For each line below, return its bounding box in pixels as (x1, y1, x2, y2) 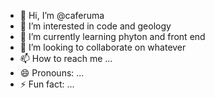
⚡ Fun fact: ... (19, 78, 75, 90)
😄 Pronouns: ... (19, 67, 85, 79)
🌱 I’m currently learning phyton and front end (19, 31, 206, 42)
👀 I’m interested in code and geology (19, 20, 172, 32)
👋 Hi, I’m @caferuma (19, 10, 105, 21)
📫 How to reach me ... (19, 53, 113, 64)
